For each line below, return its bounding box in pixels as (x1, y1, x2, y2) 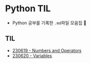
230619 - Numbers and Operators (12, 47, 82, 53)
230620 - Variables (12, 53, 52, 59)
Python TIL (5, 3, 51, 14)
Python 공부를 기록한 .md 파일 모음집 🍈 (12, 20, 87, 26)
